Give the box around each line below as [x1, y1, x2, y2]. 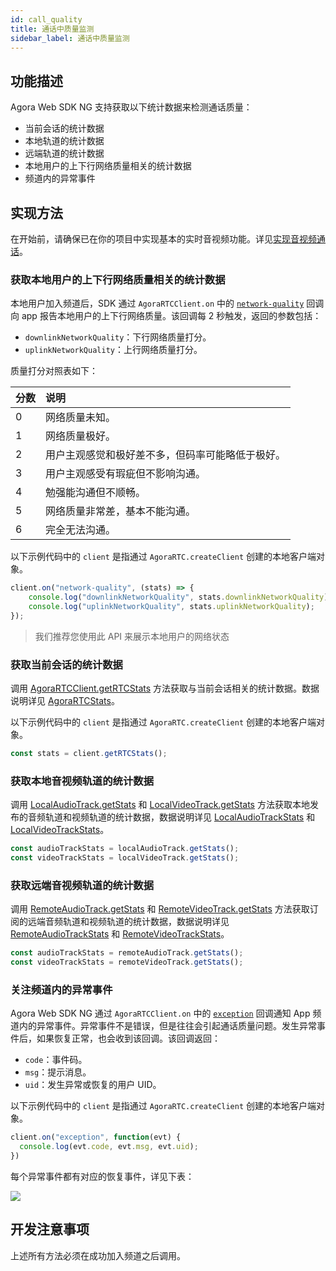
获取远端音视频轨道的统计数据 [10, 878, 155, 892]
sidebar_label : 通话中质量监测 [10, 33, 130, 43]
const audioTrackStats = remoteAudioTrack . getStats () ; [10, 948, 244, 958]
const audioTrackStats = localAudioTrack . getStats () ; [10, 844, 240, 854]
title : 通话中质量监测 [10, 24, 95, 34]
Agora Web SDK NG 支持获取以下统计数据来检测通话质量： [10, 101, 253, 113]
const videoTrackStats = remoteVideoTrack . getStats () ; [10, 957, 244, 968]
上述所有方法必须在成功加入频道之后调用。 [10, 1249, 186, 1261]
